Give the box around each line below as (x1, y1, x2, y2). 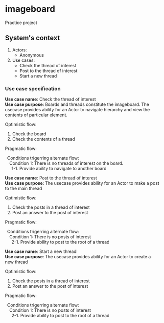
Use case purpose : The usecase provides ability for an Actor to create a (5, 254, 151, 260)
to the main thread (5, 185, 43, 192)
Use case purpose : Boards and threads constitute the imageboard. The (5, 101, 149, 107)
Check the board (12, 131, 47, 137)
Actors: (12, 47, 27, 52)
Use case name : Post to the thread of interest (5, 175, 97, 181)
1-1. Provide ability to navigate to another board (11, 166, 107, 172)
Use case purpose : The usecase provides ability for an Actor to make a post (5, 180, 159, 186)
